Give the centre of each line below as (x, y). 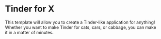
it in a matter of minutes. (29, 32)
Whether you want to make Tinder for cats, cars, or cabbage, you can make (81, 27)
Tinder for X (30, 9)
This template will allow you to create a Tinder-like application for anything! (80, 22)
